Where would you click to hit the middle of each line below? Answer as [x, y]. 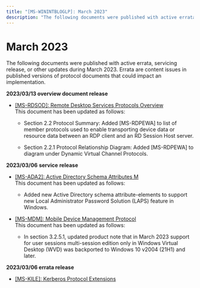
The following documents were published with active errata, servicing [92, 63]
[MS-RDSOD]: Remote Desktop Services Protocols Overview [89, 106]
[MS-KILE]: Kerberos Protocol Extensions [65, 279]
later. [30, 256]
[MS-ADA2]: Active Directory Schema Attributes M [76, 177]
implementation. [26, 82]
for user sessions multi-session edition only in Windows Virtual [101, 243]
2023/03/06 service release [42, 165]
